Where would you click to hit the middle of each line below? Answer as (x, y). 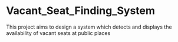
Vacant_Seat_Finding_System (80, 11)
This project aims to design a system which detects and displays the (89, 27)
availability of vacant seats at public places (58, 33)
